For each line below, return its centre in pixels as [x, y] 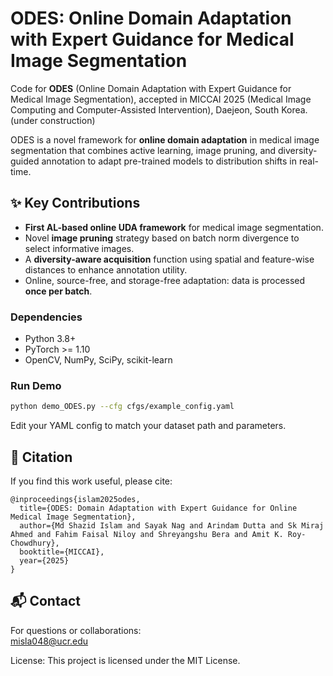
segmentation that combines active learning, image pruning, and [143, 150]
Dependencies [46, 317]
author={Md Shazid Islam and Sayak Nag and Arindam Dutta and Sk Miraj [172, 526]
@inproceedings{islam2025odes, [75, 500]
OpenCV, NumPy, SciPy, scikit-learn [98, 360]
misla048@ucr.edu [49, 641]
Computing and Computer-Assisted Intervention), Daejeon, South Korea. [159, 109]
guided [25, 161]
